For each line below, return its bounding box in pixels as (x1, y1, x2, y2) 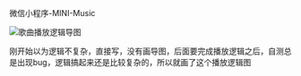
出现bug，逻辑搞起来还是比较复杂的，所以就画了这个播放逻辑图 (16, 57, 252, 67)
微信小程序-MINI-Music (9, 8, 96, 18)
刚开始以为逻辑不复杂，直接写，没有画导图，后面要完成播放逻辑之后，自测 (9, 46, 284, 56)
